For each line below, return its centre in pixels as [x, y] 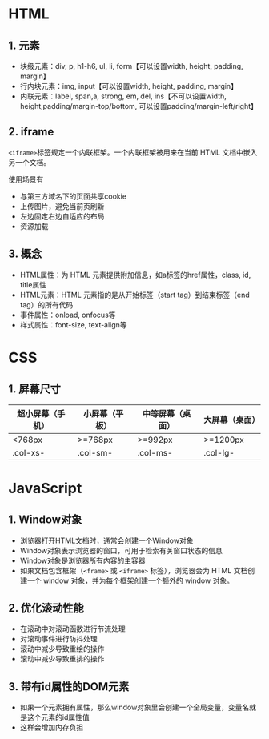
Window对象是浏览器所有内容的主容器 [82, 560]
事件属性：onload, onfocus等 [68, 315]
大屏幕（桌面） [232, 420]
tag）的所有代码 [46, 304]
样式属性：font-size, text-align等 [73, 324]
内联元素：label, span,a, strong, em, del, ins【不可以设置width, [123, 96]
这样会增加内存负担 [52, 727]
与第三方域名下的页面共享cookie [73, 196]
